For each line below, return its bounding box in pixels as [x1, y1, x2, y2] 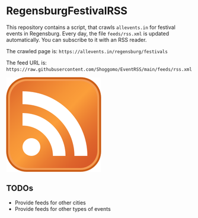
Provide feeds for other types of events [14, 205, 111, 212]
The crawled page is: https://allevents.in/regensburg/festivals [6, 47, 168, 54]
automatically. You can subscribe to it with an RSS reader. [6, 36, 147, 43]
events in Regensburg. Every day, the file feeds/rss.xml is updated [6, 30, 170, 37]
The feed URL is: [6, 59, 47, 66]
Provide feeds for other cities [14, 199, 86, 206]
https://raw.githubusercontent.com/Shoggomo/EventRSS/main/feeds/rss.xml [6, 66, 193, 72]
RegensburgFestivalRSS [6, 4, 127, 18]
